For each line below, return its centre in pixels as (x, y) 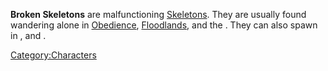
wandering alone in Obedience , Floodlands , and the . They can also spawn (164, 25)
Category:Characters (53, 55)
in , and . (28, 35)
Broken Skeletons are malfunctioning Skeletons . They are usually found (158, 14)
